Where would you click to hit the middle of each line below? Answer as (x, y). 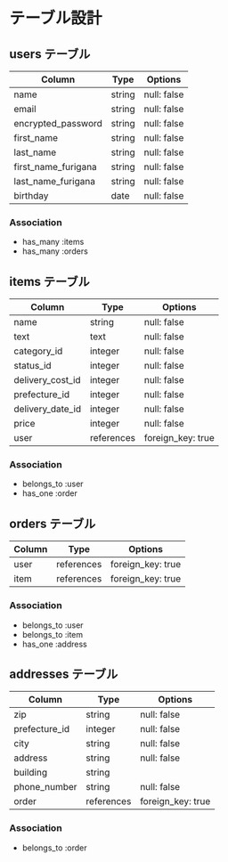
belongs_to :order (54, 848)
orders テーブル (53, 523)
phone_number (45, 787)
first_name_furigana (56, 167)
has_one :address (54, 644)
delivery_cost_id (48, 380)
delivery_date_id (48, 409)
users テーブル (50, 54)
